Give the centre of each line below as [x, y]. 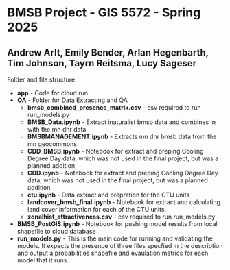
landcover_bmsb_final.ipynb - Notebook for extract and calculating [124, 202]
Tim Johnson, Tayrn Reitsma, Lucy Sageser [102, 63]
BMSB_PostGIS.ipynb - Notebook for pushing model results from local [117, 224]
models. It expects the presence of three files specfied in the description [120, 246]
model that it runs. [43, 260]
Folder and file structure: [42, 79]
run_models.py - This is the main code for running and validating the [115, 238]
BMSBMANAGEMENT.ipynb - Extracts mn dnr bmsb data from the [122, 136]
